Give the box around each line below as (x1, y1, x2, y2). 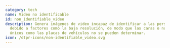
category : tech (5, 7, 37, 12)
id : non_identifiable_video (5, 16, 65, 21)
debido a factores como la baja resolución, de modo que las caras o (10, 26, 159, 31)
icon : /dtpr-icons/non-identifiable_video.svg (5, 35, 105, 40)
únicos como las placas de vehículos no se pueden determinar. (10, 30, 146, 35)
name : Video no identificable (5, 12, 69, 17)
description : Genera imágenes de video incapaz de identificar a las (5, 21, 155, 26)
